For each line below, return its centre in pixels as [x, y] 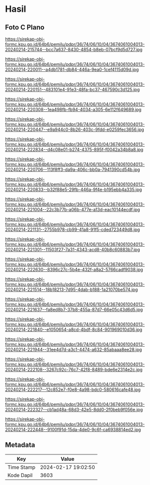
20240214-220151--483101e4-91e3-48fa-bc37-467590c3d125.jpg [72, 89]
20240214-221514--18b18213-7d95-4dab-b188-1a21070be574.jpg [72, 290]
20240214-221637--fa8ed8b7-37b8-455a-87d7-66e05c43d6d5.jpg [74, 309]
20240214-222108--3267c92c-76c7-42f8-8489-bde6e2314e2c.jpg [74, 370]
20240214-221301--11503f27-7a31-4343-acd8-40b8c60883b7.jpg [73, 249]
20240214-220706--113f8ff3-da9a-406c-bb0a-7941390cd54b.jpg [73, 169]
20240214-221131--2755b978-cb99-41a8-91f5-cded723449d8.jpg [73, 229]
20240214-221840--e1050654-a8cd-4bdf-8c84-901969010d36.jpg [74, 329]
